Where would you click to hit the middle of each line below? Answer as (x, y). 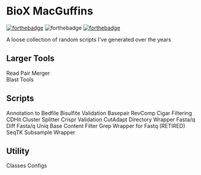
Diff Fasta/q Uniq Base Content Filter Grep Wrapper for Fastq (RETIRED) (96, 126)
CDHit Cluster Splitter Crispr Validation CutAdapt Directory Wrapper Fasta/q (101, 119)
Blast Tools (20, 79)
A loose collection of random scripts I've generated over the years (89, 39)
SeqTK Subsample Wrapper (41, 132)
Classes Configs (27, 166)
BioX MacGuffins (50, 11)
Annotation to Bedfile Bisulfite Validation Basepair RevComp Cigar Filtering (99, 113)
